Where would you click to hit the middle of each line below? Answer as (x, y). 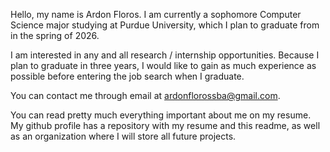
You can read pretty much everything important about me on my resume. (161, 115)
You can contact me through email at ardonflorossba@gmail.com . (145, 95)
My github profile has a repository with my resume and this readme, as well (165, 125)
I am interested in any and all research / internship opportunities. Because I (165, 55)
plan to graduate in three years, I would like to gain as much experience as (163, 65)
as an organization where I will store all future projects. (123, 136)
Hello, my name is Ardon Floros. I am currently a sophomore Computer (156, 14)
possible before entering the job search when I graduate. (127, 76)
